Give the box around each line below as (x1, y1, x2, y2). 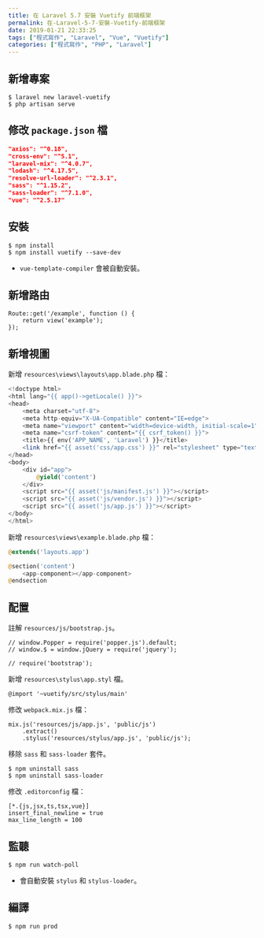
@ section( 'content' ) (8, 562, 76, 570)
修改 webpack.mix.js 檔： (8, 705, 90, 714)
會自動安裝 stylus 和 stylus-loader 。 (19, 876, 141, 885)
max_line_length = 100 (8, 817, 82, 824)
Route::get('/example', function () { (8, 310, 135, 318)
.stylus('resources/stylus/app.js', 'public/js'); (22, 735, 192, 743)
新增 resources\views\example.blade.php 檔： (8, 532, 156, 542)
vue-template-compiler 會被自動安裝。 (19, 263, 145, 273)
